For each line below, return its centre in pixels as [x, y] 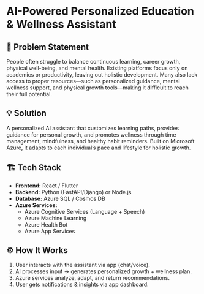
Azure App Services [50, 231]
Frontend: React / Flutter [47, 186]
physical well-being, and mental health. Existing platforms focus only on [97, 68]
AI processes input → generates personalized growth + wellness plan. [103, 271]
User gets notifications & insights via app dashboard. [82, 285]
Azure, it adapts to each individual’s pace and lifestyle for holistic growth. [99, 148]
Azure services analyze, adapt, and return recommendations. [93, 278]
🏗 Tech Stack [34, 168]
